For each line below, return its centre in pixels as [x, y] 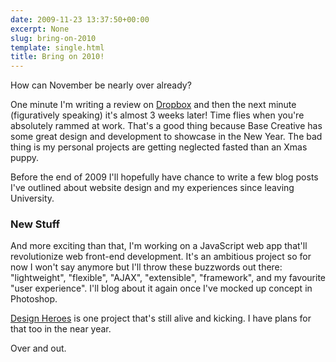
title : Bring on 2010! [57, 57]
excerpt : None [40, 29]
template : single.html [57, 47]
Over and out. [38, 348]
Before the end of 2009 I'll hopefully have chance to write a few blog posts [164, 177]
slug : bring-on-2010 [53, 38]
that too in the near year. [61, 329]
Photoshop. [34, 299]
